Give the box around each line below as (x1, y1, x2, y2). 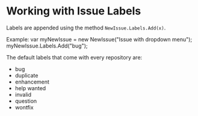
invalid (14, 91, 32, 98)
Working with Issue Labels (6, 4, 141, 18)
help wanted (14, 84, 46, 91)
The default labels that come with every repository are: (6, 53, 143, 61)
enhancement (14, 78, 50, 85)
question (14, 97, 37, 105)
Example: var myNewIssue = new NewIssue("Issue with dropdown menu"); (6, 35, 193, 43)
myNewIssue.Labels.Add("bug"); (6, 42, 88, 49)
